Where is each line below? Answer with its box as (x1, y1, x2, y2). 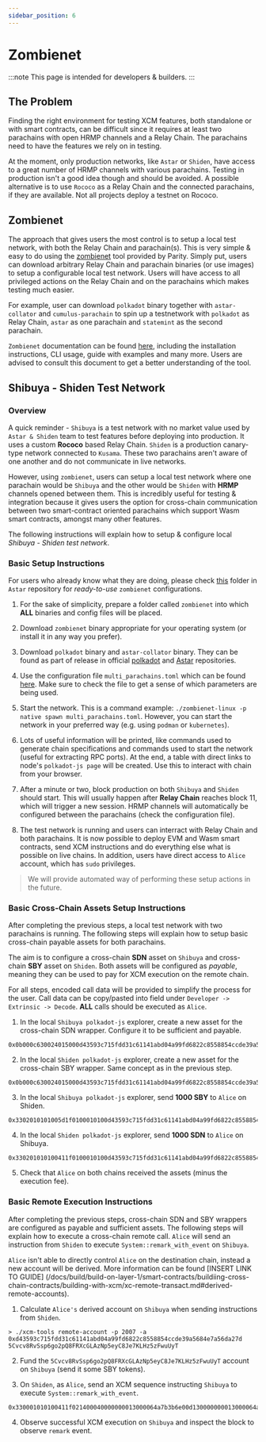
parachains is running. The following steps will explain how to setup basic (8, 929, 249, 939)
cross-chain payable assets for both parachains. (8, 937, 166, 947)
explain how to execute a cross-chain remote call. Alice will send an (8, 1231, 231, 1240)
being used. (19, 688, 59, 698)
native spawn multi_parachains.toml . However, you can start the (19, 712, 233, 721)
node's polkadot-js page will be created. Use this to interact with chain (19, 761, 252, 771)
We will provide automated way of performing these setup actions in (27, 875, 251, 884)
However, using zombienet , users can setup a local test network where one (8, 471, 252, 481)
